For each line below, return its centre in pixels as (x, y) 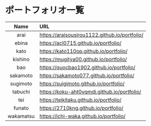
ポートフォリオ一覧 (45, 10)
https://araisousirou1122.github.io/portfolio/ (91, 34)
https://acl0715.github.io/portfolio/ (80, 43)
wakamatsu (21, 116)
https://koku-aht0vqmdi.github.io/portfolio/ (90, 91)
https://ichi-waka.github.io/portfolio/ (82, 116)
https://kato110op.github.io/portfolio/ (83, 51)
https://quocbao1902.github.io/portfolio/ (87, 67)
